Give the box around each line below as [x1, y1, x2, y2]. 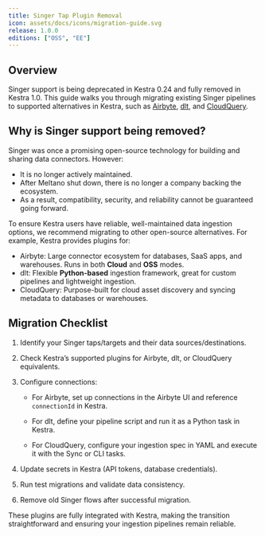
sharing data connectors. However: [8, 154, 124, 163]
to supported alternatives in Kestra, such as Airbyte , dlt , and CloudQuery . [8, 101, 248, 112]
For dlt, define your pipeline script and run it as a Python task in [31, 416, 240, 426]
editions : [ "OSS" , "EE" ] [8, 33, 91, 42]
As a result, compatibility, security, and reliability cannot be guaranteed [19, 194, 253, 204]
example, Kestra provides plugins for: [8, 236, 131, 245]
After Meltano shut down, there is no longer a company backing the [19, 178, 242, 187]
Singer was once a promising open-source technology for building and [8, 145, 240, 155]
